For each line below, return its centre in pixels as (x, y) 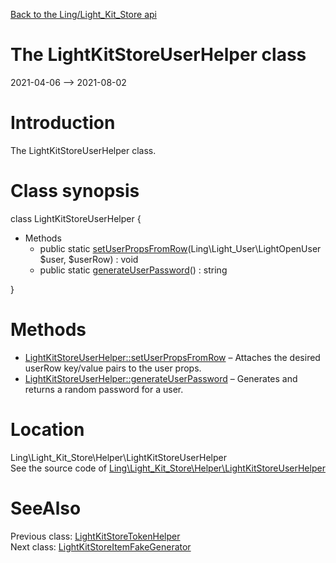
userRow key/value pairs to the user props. (113, 368)
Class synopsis (75, 191)
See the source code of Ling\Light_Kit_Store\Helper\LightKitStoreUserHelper (168, 468)
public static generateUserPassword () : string (133, 270)
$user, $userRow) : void (89, 259)
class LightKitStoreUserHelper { (76, 218)
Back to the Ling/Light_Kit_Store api (83, 14)
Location (47, 429)
